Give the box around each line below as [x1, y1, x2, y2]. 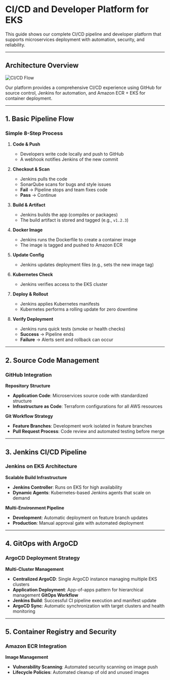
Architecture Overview [5, 61, 79, 70]
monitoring [12, 608, 35, 614]
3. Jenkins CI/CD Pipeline [5, 448, 87, 456]
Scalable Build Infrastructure [5, 474, 67, 480]
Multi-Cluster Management [5, 566, 64, 572]
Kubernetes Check [12, 272, 53, 278]
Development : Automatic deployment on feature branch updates [12, 515, 148, 521]
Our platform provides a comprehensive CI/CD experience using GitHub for [5, 84, 162, 91]
